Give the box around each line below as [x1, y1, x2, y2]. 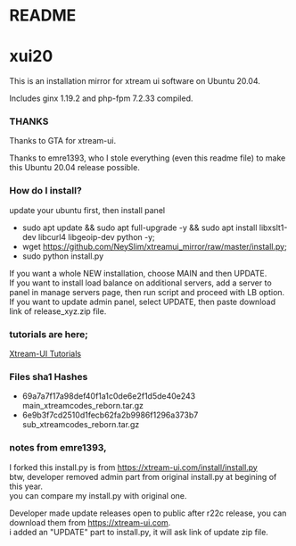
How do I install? [9, 185, 82, 197]
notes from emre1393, [9, 442, 107, 454]
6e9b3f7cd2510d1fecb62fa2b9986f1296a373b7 [21, 409, 199, 420]
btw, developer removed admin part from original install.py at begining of [9, 471, 277, 482]
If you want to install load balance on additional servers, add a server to [9, 277, 272, 288]
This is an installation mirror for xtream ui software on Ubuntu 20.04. [9, 76, 261, 87]
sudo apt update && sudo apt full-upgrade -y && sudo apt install [21, 222, 258, 233]
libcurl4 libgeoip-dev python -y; [38, 231, 156, 242]
